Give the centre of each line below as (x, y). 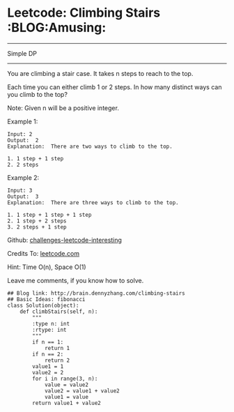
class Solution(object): (43, 305)
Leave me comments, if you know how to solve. (76, 280)
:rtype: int (50, 330)
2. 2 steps (23, 165)
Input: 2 (20, 134)
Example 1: (23, 121)
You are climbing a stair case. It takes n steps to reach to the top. (100, 73)
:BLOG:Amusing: (57, 28)
